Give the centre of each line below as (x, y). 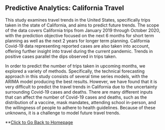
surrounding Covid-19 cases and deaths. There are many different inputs (79, 92)
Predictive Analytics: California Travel (65, 8)
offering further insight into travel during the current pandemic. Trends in (79, 51)
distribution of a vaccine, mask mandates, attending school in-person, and (81, 102)
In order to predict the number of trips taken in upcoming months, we (75, 66)
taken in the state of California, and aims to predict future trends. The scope (82, 25)
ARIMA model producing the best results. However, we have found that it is (81, 81)
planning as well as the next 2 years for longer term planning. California (78, 41)
